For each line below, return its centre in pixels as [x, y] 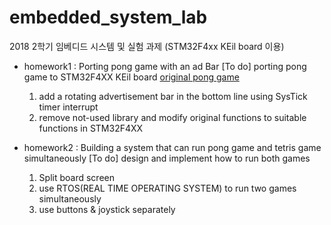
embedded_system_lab [108, 17]
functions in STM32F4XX [91, 128]
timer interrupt [68, 107]
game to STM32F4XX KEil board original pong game [131, 77]
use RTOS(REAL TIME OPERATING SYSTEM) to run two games [167, 188]
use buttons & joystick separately [107, 209]
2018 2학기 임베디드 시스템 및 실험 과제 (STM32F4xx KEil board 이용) [147, 46]
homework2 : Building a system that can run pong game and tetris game [172, 147]
